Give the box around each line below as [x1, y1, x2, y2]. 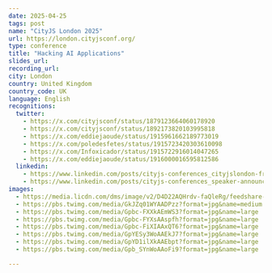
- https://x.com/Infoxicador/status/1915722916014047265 [23, 147, 219, 156]
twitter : [15, 110, 45, 118]
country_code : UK [8, 87, 67, 96]
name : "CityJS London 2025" [8, 27, 104, 35]
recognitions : [8, 102, 57, 110]
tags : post [8, 19, 45, 28]
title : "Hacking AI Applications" [8, 49, 125, 58]
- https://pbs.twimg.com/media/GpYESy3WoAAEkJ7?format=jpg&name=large [15, 230, 259, 239]
